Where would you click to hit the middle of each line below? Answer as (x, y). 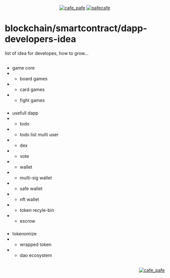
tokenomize (24, 234)
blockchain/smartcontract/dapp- (76, 28)
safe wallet (31, 189)
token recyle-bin (37, 210)
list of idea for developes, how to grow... (47, 53)
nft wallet (29, 199)
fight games (32, 100)
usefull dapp (25, 113)
